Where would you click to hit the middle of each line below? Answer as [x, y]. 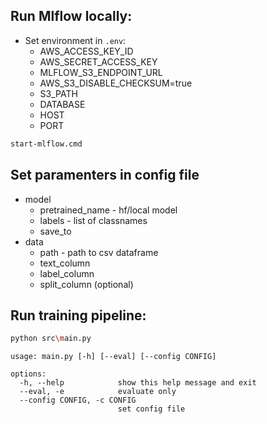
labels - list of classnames [93, 220]
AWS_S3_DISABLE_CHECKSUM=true [116, 83]
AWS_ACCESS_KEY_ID [86, 51]
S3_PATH [58, 93]
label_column [67, 273]
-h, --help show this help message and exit [138, 383]
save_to [55, 231]
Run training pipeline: [78, 315]
